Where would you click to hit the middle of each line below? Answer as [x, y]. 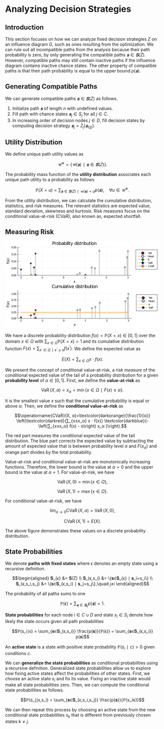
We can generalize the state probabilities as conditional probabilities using [82, 663]
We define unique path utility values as [44, 154]
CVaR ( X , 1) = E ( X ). [82, 521]
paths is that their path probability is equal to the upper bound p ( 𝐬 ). [73, 71]
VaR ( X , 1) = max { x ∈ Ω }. [82, 491]
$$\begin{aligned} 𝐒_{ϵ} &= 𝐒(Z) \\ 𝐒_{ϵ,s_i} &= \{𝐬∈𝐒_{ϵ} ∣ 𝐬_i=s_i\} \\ [82, 578]
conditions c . [18, 653]
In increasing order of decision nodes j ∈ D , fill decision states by [79, 120]
